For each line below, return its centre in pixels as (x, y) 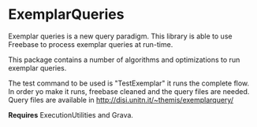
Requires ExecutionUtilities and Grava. (71, 114)
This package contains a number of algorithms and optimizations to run (124, 60)
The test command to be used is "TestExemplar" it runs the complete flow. (129, 83)
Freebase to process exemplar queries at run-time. (91, 44)
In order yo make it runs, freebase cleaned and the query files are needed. (129, 91)
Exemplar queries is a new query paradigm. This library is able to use (120, 36)
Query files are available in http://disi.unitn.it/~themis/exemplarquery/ (121, 100)
